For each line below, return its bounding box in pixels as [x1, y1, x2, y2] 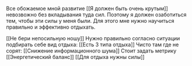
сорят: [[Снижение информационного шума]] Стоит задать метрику [6, 47, 177, 54]
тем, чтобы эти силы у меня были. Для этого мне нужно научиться [6, 18, 174, 24]
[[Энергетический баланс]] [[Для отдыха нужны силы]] [6, 54, 145, 60]
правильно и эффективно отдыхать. [6, 23, 95, 30]
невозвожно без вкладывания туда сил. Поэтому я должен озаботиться [6, 11, 187, 18]
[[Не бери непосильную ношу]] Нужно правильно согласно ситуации [6, 35, 180, 41]
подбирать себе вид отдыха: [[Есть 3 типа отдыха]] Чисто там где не [6, 41, 179, 48]
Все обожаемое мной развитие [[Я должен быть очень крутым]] [6, 5, 168, 12]
